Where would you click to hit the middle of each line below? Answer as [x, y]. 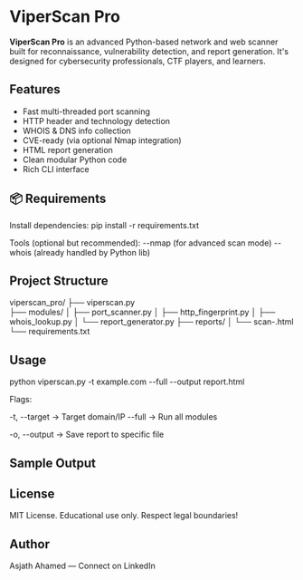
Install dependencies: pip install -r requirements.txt [104, 225]
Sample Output [53, 463]
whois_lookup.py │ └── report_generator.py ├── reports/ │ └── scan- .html [151, 322]
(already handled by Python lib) [92, 252]
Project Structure [59, 280]
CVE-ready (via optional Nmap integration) [102, 140]
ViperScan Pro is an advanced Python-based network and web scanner [144, 42]
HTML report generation [67, 150]
